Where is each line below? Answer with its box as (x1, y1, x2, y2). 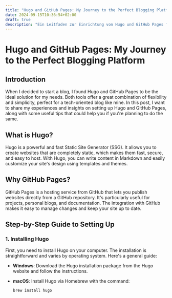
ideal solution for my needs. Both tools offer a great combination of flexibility (5, 94, 167, 100)
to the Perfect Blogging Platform (5, 55, 145, 67)
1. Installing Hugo (5, 236, 49, 243)
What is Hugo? (5, 131, 53, 139)
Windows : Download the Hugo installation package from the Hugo (12, 262, 154, 269)
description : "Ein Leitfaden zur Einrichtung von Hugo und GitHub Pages (5, 22, 164, 27)
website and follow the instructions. (12, 268, 88, 274)
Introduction (5, 75, 46, 83)
